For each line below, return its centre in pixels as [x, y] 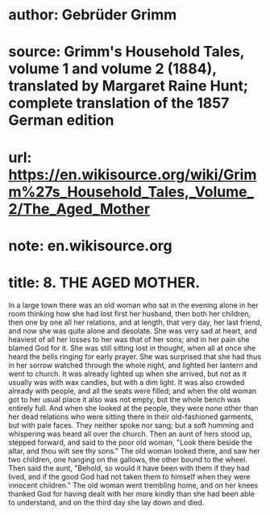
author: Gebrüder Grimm [93, 15]
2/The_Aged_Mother [79, 209]
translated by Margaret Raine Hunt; [128, 86]
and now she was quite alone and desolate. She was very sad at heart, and [133, 331]
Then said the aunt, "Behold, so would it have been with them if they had [129, 468]
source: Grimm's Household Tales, [127, 52]
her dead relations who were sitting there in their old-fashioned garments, [131, 417]
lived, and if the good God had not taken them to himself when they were [129, 476]
